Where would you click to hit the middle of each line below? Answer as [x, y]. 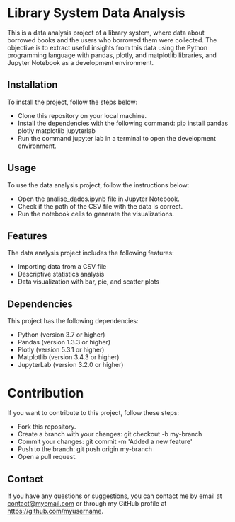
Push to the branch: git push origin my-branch [85, 449]
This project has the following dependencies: [73, 321]
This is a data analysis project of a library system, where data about [106, 33]
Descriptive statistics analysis [61, 274]
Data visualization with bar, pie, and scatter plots [88, 282]
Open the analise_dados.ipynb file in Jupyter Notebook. [99, 199]
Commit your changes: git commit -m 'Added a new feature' [105, 442]
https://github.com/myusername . [56, 511]
